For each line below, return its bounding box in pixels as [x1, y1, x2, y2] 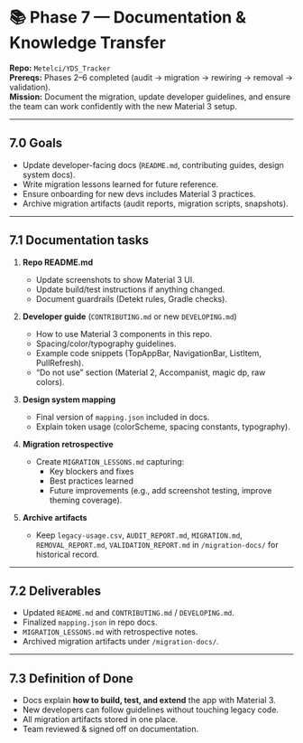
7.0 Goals [9, 136, 63, 151]
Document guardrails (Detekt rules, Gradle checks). [35, 293, 228, 304]
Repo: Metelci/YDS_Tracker [9, 62, 111, 73]
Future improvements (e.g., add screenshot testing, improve [49, 484, 272, 495]
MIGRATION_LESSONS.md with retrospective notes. [22, 626, 198, 637]
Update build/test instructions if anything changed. [35, 284, 225, 295]
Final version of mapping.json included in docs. [35, 411, 210, 422]
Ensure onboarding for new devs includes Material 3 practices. [22, 188, 256, 199]
